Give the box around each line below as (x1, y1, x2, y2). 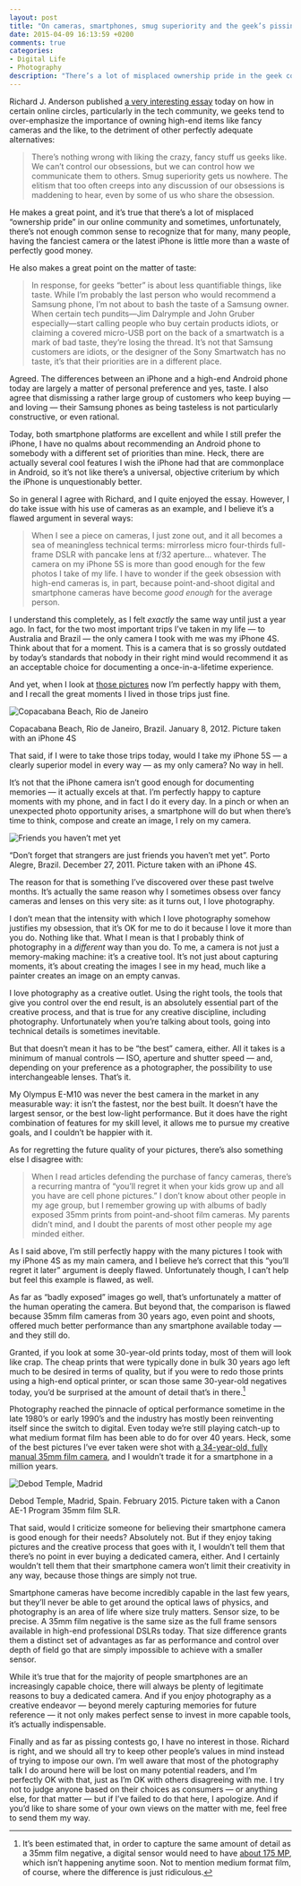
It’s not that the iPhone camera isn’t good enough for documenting (9, 777, 254, 788)
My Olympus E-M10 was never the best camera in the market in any (9, 1089, 260, 1099)
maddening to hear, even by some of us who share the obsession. (30, 189, 275, 200)
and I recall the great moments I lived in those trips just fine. (9, 688, 230, 699)
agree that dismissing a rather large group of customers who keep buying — (9, 392, 291, 403)
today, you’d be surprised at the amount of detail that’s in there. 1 (9, 1385, 246, 1398)
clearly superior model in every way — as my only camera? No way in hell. (9, 759, 284, 771)
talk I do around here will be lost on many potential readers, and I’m (9, 1765, 258, 1776)
